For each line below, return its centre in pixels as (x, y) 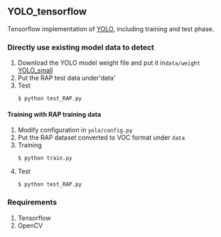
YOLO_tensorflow (47, 12)
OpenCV (30, 225)
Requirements (32, 202)
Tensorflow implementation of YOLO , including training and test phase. (111, 28)
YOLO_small (35, 70)
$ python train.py (45, 158)
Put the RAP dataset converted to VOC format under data (101, 137)
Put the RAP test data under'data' (66, 78)
